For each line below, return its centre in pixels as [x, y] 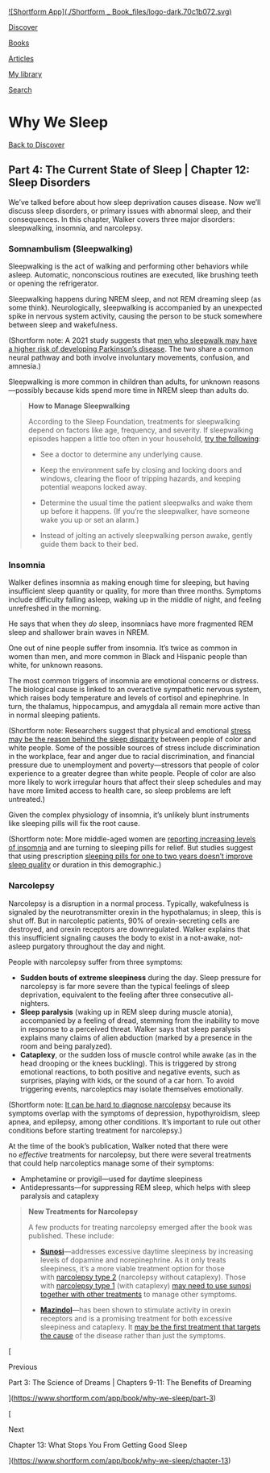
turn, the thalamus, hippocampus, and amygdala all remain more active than [134, 707]
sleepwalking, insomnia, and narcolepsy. [76, 227]
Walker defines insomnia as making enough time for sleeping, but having [129, 582]
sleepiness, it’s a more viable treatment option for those [132, 1268]
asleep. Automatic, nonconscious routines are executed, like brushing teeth [133, 275]
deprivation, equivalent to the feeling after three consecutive [120, 995]
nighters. [35, 1003]
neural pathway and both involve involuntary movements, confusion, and [129, 357]
